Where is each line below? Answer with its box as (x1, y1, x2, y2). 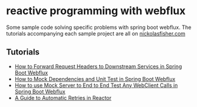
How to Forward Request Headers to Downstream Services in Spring (14, 63, 182, 70)
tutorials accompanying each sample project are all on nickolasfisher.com (6, 30, 186, 37)
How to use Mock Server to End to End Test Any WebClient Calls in (14, 82, 178, 89)
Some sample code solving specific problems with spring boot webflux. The (6, 24, 192, 31)
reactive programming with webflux (6, 4, 186, 18)
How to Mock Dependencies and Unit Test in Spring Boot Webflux (14, 75, 176, 82)
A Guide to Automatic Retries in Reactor (14, 94, 112, 101)
